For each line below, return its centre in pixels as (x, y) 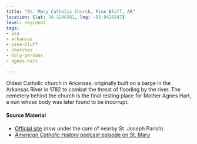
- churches (19, 50)
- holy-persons (25, 55)
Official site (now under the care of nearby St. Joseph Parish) (89, 128)
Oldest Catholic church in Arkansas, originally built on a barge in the (89, 83)
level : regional (26, 22)
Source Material (26, 115)
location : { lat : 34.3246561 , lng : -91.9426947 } (66, 17)
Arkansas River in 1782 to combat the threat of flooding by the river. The (94, 89)
